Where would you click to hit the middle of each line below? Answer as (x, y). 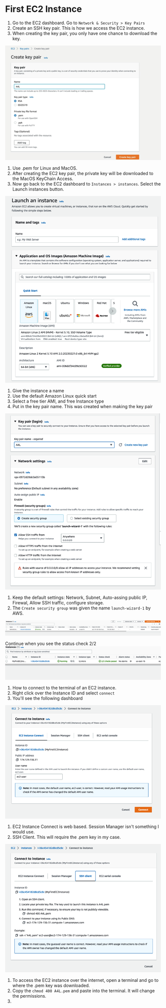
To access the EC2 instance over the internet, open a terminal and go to (85, 980)
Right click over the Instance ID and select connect (63, 693)
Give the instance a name (38, 390)
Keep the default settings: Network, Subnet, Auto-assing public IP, (80, 597)
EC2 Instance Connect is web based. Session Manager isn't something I (85, 826)
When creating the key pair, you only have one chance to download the (85, 33)
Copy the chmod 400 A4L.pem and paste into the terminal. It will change (83, 991)
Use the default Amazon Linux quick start (54, 396)
